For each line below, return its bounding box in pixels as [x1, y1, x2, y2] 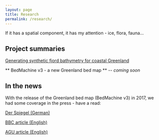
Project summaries [5, 44, 65, 53]
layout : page [5, 7, 32, 12]
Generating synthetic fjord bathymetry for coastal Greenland [5, 58, 130, 64]
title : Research [5, 12, 39, 17]
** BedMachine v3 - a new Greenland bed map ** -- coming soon [5, 68, 141, 73]
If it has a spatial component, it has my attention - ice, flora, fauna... [5, 30, 144, 36]
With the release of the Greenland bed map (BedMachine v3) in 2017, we [5, 95, 154, 101]
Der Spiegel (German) [5, 110, 50, 116]
